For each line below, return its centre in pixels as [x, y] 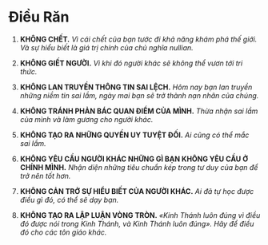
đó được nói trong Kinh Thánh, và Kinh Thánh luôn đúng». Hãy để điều [137, 223]
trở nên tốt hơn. [45, 176]
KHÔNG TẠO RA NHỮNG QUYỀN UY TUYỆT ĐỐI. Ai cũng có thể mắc [134, 135]
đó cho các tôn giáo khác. [63, 232]
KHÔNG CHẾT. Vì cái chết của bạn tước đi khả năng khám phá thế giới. [138, 39]
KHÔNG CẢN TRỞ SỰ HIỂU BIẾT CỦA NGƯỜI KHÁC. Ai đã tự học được [137, 191]
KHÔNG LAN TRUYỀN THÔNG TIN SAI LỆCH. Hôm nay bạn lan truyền [136, 87]
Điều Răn [39, 17]
